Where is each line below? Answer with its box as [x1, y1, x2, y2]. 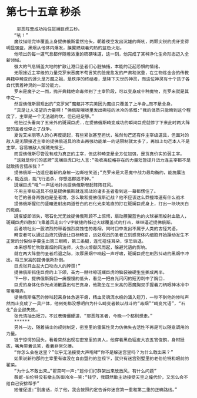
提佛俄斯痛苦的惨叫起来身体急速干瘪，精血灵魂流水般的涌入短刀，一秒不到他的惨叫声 [14, 294, 189, 300]
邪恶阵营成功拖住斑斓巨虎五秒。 [16, 26, 83, 32]
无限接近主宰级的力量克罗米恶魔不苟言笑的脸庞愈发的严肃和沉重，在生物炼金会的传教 [14, 70, 189, 76]
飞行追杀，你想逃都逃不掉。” [36, 176, 95, 182]
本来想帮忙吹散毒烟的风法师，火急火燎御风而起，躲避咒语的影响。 [14, 244, 150, 250]
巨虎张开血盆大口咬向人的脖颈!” [14, 263, 81, 269]
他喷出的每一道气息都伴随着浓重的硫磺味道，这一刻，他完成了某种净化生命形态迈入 [14, 51, 185, 57]
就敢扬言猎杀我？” [6, 163, 44, 169]
